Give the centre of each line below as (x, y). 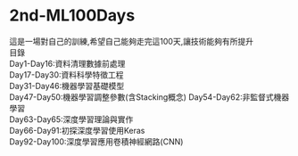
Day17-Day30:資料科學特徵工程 (66, 74)
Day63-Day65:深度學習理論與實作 (71, 119)
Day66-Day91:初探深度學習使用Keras (77, 130)
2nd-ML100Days (72, 16)
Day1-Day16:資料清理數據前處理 (67, 63)
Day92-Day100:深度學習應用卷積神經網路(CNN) (96, 141)
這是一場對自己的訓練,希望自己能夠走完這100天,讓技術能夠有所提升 (132, 41)
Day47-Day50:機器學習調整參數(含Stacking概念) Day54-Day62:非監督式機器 (149, 97)
